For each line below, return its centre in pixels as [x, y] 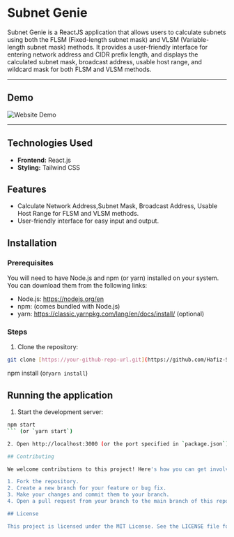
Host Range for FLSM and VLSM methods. [78, 214]
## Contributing [31, 456]
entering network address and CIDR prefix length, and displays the [103, 54]
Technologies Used [50, 144]
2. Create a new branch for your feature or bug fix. [87, 488]
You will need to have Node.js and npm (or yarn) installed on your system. [113, 278]
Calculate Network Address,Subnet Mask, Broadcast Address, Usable [117, 206]
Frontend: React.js [44, 160]
